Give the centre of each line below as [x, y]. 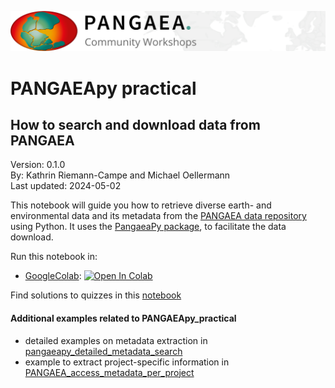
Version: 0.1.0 [38, 165]
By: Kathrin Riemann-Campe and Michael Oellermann [120, 175]
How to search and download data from [135, 125]
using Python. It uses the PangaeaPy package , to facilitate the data [148, 227]
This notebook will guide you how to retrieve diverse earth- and [141, 205]
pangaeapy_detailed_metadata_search [103, 351]
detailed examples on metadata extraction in [116, 340]
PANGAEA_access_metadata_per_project [109, 372]
